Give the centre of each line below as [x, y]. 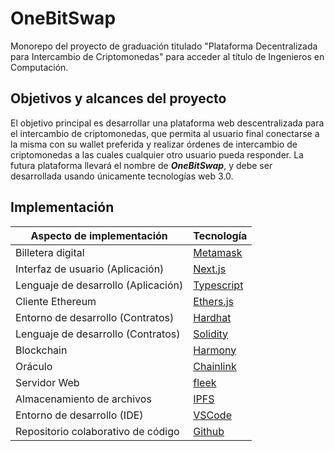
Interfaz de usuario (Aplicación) [90, 269]
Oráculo [34, 366]
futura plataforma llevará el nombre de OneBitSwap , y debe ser [141, 165]
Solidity [211, 334]
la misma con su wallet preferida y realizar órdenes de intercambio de [154, 144]
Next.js [210, 269]
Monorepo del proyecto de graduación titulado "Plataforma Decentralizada [164, 46]
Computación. [39, 67]
